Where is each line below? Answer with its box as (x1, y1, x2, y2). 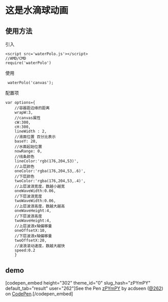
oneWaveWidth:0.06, (14, 188, 56, 193)
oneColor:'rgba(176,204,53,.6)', (14, 168, 86, 174)
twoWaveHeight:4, (14, 218, 52, 223)
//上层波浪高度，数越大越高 (14, 204, 65, 209)
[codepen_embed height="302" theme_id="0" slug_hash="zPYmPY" (5, 279, 151, 286)
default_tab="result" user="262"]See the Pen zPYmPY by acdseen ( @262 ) (5, 285, 163, 291)
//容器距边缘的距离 (14, 105, 50, 111)
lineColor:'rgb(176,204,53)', (14, 159, 79, 164)
